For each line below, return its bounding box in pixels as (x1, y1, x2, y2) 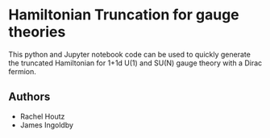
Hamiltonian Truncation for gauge (8, 6, 239, 24)
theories (8, 23, 66, 41)
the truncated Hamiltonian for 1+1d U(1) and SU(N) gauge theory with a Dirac (8, 58, 263, 68)
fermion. (8, 66, 36, 76)
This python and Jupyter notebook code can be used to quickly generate (8, 49, 251, 59)
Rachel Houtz (19, 111, 65, 121)
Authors (8, 90, 51, 104)
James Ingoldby (19, 119, 74, 130)
